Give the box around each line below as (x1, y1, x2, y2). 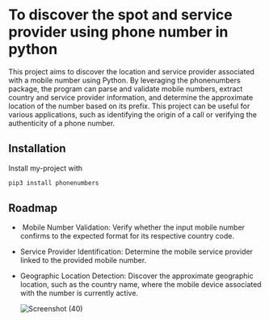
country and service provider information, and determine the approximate (8, 92, 254, 102)
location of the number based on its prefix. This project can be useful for (8, 101, 250, 111)
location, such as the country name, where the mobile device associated (19, 280, 262, 289)
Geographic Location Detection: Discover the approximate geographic (19, 271, 254, 281)
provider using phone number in (8, 23, 229, 41)
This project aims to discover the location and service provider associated (8, 66, 254, 76)
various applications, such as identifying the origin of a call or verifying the (8, 109, 257, 119)
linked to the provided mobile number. (19, 256, 147, 265)
